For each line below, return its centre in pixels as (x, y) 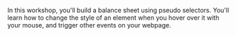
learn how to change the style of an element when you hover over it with (113, 18)
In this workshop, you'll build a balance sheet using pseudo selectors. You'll (118, 10)
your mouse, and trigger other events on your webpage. (90, 25)
